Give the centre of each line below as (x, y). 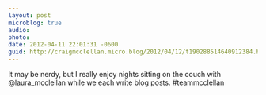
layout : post (30, 15)
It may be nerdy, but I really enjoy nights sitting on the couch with (115, 74)
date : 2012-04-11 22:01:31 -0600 (63, 45)
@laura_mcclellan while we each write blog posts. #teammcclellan (116, 82)
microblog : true (35, 23)
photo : (19, 37)
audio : (19, 30)
